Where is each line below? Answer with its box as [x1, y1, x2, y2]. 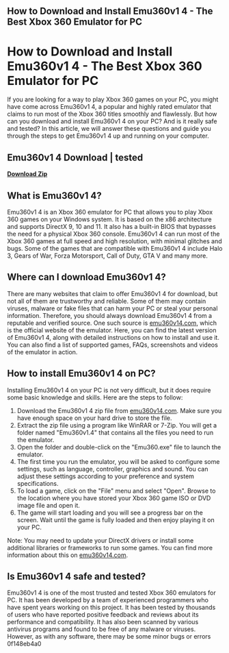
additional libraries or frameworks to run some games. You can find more [7, 543, 213, 552]
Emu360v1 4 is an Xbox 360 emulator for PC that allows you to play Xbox [7, 208, 213, 216]
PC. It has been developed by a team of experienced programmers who [7, 596, 208, 604]
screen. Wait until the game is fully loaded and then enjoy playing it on [16, 515, 215, 523]
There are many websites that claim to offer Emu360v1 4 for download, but [7, 289, 218, 297]
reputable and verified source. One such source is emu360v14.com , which [7, 319, 217, 327]
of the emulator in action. [7, 347, 78, 356]
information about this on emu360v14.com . [7, 551, 129, 559]
